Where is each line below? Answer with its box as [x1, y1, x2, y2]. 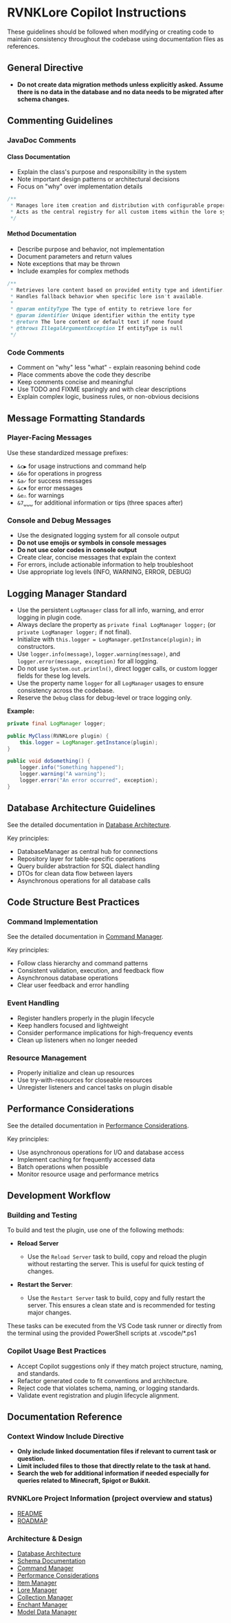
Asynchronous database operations [16, 974, 119, 982]
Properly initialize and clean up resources [16, 1068, 135, 1077]
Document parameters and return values [16, 252, 133, 261]
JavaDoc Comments [7, 135, 77, 145]
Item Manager [16, 1578, 57, 1587]
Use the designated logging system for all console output [16, 531, 180, 540]
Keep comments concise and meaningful [16, 378, 133, 386]
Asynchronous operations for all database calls [16, 876, 151, 885]
